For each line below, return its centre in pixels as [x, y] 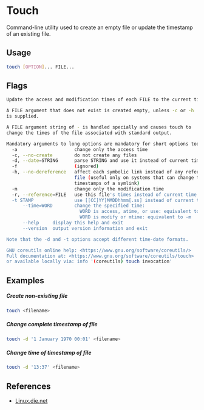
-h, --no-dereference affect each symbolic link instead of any [97, 172]
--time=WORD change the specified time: [84, 206]
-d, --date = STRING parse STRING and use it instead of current [100, 161]
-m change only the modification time [88, 189]
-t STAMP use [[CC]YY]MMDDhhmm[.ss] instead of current [103, 200]
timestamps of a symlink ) [107, 183]
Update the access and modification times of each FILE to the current [99, 100]
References [29, 386]
